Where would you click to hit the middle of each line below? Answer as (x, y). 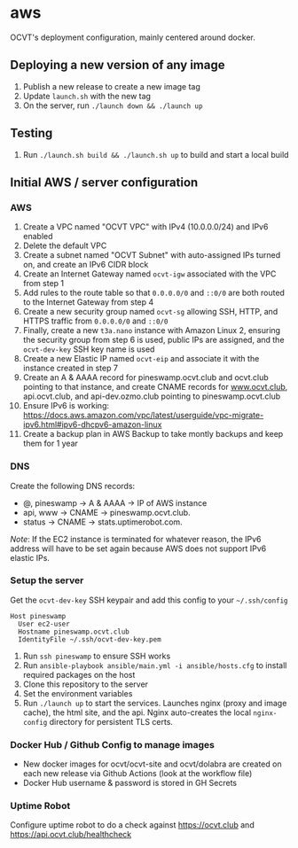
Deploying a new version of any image (118, 65)
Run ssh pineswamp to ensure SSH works (97, 656)
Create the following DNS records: (73, 486)
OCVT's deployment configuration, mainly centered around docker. (133, 37)
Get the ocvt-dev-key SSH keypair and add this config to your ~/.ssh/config (149, 600)
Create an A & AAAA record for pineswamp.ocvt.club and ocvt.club (145, 377)
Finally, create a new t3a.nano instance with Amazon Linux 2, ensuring (152, 331)
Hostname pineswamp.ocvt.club (74, 632)
